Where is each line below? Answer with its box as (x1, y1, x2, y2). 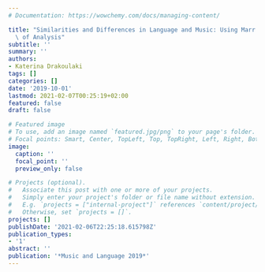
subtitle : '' (8, 40, 51, 48)
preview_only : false (15, 165, 83, 173)
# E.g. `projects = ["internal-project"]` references (8, 201, 196, 209)
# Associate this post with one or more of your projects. (8, 186, 214, 194)
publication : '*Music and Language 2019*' (8, 252, 150, 260)
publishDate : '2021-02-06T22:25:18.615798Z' (8, 222, 157, 231)
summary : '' (8, 48, 47, 56)
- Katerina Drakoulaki (8, 62, 83, 71)
